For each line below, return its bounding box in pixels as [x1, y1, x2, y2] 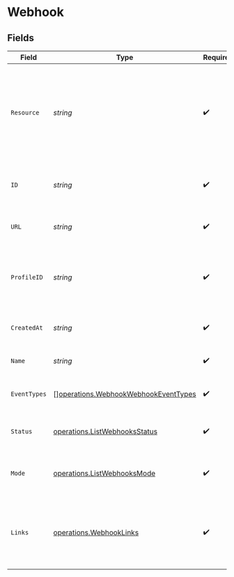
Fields [7, 32, 35, 44]
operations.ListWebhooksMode [53, 468, 156, 478]
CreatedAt [10, 324, 43, 332]
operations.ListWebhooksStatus [53, 426, 158, 436]
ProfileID [10, 273, 43, 281]
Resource [10, 109, 40, 116]
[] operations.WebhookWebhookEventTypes [53, 390, 196, 399]
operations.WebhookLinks [53, 528, 139, 537]
